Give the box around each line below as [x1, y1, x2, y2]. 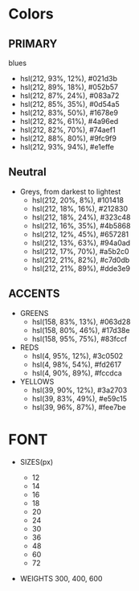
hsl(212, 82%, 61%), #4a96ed [19, 117, 119, 125]
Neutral [8, 166, 47, 179]
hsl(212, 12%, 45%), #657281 [31, 229, 129, 239]
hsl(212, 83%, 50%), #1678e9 [19, 108, 119, 117]
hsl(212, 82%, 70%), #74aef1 [19, 125, 116, 134]
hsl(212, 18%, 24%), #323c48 [31, 212, 131, 222]
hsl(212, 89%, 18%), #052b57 [19, 82, 119, 92]
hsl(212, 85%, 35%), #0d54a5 [19, 100, 120, 109]
